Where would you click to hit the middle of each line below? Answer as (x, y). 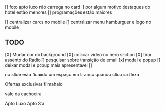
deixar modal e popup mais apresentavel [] (49, 65)
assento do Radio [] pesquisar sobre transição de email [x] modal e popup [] (83, 60)
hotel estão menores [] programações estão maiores (59, 12)
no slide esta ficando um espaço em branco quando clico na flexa (72, 74)
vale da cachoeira (23, 94)
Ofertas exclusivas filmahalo (34, 84)
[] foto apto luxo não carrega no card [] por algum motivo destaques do (78, 7)
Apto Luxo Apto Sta (25, 103)
